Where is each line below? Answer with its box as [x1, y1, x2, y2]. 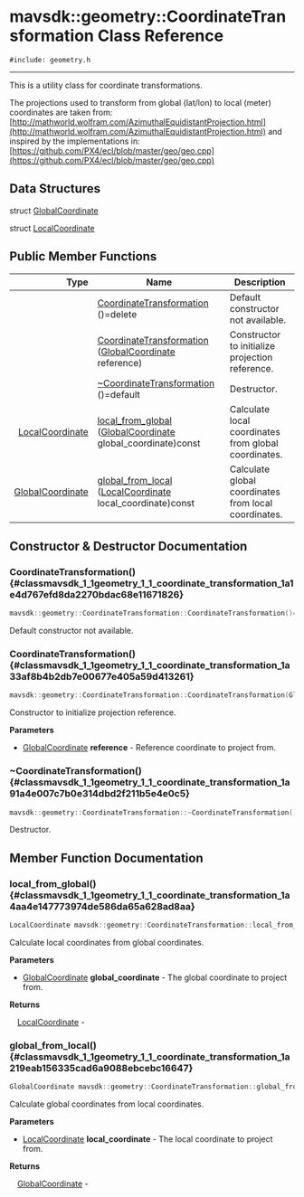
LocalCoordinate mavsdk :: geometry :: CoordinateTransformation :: [9, 920, 253, 930]
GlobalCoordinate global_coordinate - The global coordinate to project [22, 972, 288, 983]
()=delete [97, 307, 138, 320]
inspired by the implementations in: [9, 136, 140, 146]
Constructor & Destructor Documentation [9, 538, 248, 553]
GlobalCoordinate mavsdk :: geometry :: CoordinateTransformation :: [9, 1082, 257, 1091]
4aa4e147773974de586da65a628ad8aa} [9, 900, 196, 912]
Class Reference [97, 25, 224, 46]
